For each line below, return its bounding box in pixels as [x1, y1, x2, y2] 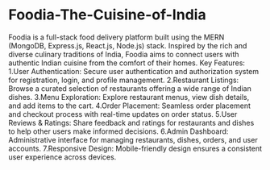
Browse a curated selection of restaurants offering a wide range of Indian [8, 83, 251, 93]
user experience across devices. [8, 151, 117, 162]
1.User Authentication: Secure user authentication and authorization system [8, 66, 260, 76]
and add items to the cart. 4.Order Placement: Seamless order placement [8, 101, 251, 110]
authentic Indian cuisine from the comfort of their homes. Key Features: [8, 58, 246, 68]
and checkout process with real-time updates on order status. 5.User [8, 109, 238, 118]
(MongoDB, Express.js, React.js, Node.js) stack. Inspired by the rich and [8, 40, 247, 50]
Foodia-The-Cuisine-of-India [8, 6, 207, 24]
